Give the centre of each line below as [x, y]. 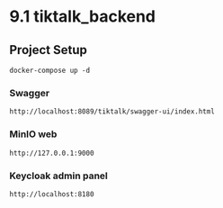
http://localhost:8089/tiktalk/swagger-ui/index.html [112, 112]
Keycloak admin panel [58, 176]
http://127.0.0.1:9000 [52, 153]
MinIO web [33, 134]
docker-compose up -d [50, 70]
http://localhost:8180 [52, 194]
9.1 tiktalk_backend [82, 17]
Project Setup [49, 50]
